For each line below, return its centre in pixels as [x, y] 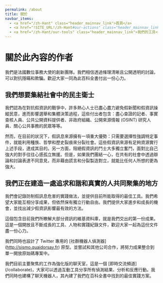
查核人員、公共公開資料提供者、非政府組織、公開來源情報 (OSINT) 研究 [76, 120]
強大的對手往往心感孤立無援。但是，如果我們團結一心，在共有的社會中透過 [79, 154]
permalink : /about [24, 9]
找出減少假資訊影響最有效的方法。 [52, 208]
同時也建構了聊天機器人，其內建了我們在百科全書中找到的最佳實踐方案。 [81, 276]
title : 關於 [16, 14]
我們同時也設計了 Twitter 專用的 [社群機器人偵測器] [56, 241]
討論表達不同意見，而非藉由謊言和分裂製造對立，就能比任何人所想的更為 [86, 160]
